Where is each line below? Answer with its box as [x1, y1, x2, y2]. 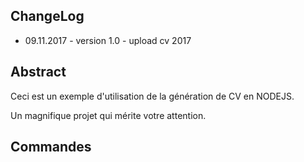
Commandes [10, 139, 92, 156]
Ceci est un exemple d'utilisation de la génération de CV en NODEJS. [10, 90, 295, 102]
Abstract [10, 64, 67, 81]
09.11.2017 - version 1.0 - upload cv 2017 [24, 34, 192, 46]
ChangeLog [10, 8, 85, 25]
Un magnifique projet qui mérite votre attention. [10, 109, 207, 121]
